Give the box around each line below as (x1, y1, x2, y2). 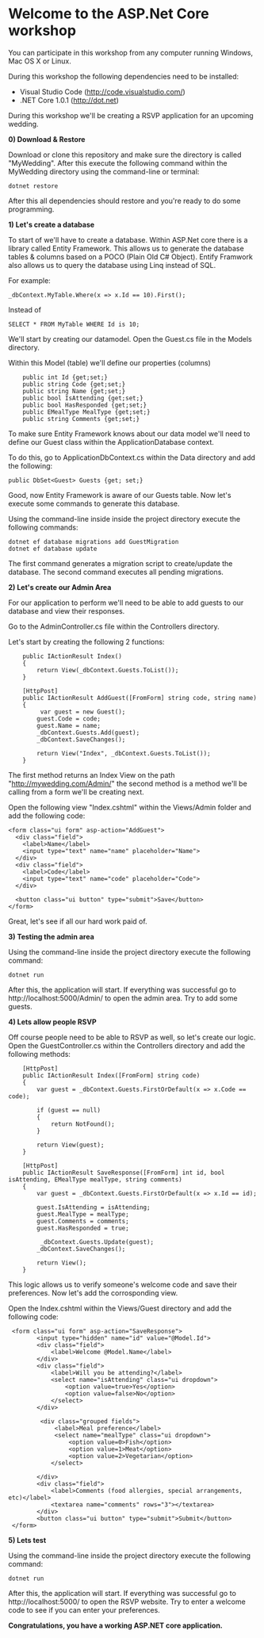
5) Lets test (8, 1535, 47, 1544)
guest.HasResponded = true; (36, 1224, 129, 1232)
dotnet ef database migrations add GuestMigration (8, 538, 179, 545)
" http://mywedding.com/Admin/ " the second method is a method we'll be (8, 779, 247, 788)
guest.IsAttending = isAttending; (36, 1203, 151, 1211)
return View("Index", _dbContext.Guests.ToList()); (36, 749, 212, 757)
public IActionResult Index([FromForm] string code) (22, 1071, 201, 1079)
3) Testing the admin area (8, 932, 95, 941)
